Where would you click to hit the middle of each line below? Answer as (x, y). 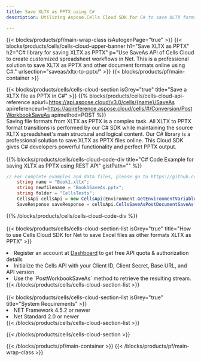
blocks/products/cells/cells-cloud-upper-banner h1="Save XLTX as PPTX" (98, 46)
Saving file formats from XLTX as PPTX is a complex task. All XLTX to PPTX (99, 121)
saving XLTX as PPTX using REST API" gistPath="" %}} (74, 166)
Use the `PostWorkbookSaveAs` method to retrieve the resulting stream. (103, 278)
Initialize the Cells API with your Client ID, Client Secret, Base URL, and (100, 265)
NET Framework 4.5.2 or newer (52, 310)
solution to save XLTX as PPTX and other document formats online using (96, 65)
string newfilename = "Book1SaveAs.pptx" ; (71, 188)
